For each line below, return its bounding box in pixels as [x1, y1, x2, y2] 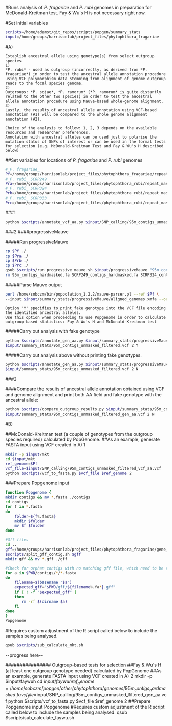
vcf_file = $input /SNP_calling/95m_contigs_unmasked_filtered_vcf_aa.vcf [5, 466, 161, 471]
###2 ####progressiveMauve [5, 228, 69, 235]
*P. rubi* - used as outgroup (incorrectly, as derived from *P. [5, 67, 147, 72]
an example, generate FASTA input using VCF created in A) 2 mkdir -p [5, 673, 153, 679]
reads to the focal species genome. [5, 81, 83, 86]
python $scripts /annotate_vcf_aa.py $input [5, 219, 100, 225]
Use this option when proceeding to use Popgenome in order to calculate [5, 315, 166, 320]
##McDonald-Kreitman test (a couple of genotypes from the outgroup [5, 430, 153, 437]
